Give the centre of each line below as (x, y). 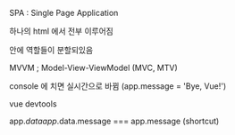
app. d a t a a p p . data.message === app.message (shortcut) (114, 121)
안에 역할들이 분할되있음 (51, 50)
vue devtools (33, 104)
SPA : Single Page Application (64, 13)
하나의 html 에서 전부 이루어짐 (61, 31)
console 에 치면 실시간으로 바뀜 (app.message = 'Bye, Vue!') (118, 86)
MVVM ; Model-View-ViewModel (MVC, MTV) (94, 67)
